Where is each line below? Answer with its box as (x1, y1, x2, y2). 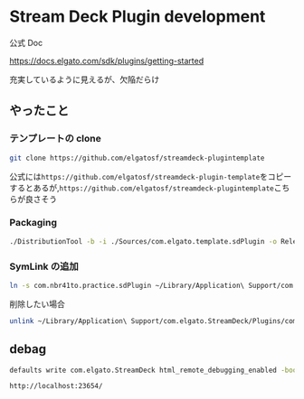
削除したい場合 (9, 298, 65, 309)
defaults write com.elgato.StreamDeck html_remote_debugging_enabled (9, 366, 278, 375)
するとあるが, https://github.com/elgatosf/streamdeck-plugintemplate (9, 182, 274, 193)
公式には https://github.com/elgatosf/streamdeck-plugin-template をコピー (9, 171, 292, 181)
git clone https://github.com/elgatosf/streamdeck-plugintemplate (9, 153, 265, 162)
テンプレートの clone (9, 133, 101, 145)
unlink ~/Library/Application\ (9, 316, 128, 326)
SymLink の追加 (9, 260, 79, 273)
